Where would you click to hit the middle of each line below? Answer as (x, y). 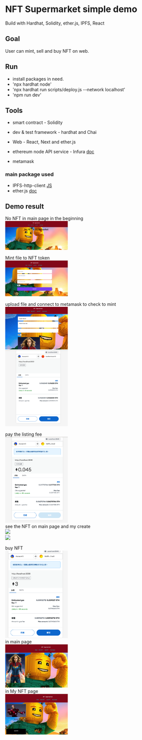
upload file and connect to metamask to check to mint (61, 304)
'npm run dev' (27, 95)
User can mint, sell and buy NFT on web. (47, 51)
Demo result (24, 207)
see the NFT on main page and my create (48, 526)
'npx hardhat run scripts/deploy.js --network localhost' (69, 89)
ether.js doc (25, 191)
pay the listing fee (24, 434)
